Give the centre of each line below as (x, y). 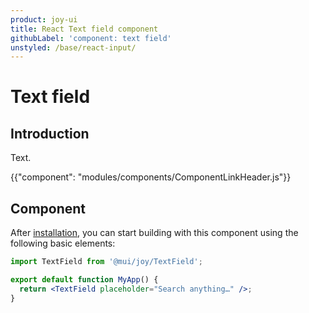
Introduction (50, 133)
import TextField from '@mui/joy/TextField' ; (106, 262)
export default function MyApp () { (84, 279)
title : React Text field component (84, 29)
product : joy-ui (44, 19)
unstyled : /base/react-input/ (73, 47)
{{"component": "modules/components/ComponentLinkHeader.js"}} (151, 177)
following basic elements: (63, 243)
